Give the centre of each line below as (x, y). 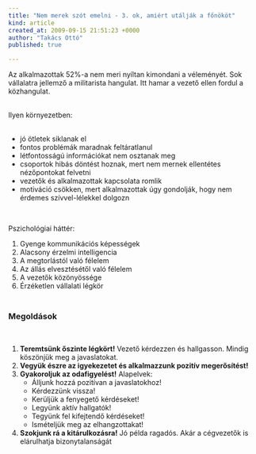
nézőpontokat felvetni (55, 173)
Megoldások (33, 316)
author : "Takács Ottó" (46, 38)
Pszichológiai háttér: (42, 229)
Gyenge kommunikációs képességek (80, 244)
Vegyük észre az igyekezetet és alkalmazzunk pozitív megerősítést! (134, 366)
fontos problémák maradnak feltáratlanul (86, 147)
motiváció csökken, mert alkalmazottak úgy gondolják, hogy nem (126, 189)
